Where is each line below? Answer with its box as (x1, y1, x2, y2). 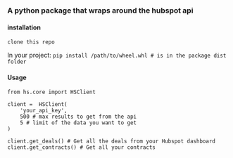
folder (7, 58, 27, 65)
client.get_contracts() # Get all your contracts (7, 144, 156, 151)
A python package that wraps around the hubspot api (7, 6, 194, 15)
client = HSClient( (7, 101, 68, 108)
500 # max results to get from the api (20, 113, 137, 121)
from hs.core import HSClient (7, 88, 96, 96)
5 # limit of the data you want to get (20, 119, 137, 126)
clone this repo (7, 39, 55, 46)
